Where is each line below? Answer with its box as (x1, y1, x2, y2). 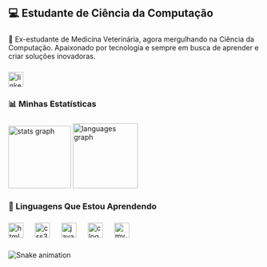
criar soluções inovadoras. (8, 51, 96, 62)
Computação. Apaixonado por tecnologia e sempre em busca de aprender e (8, 43, 259, 53)
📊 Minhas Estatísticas (8, 98, 98, 110)
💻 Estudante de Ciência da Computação (8, 6, 213, 20)
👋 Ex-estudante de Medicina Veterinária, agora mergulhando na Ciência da (8, 34, 254, 44)
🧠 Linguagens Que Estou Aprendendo (8, 201, 157, 212)
